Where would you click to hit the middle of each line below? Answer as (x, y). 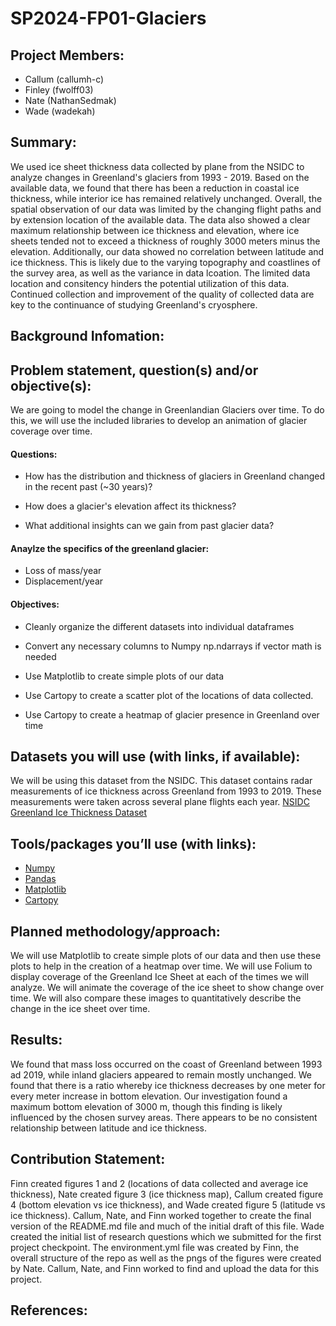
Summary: (43, 142)
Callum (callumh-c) (64, 79)
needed (40, 656)
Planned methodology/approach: (115, 931)
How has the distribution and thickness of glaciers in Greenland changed (174, 476)
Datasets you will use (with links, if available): (155, 757)
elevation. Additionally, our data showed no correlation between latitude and (167, 251)
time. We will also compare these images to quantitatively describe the (156, 998)
